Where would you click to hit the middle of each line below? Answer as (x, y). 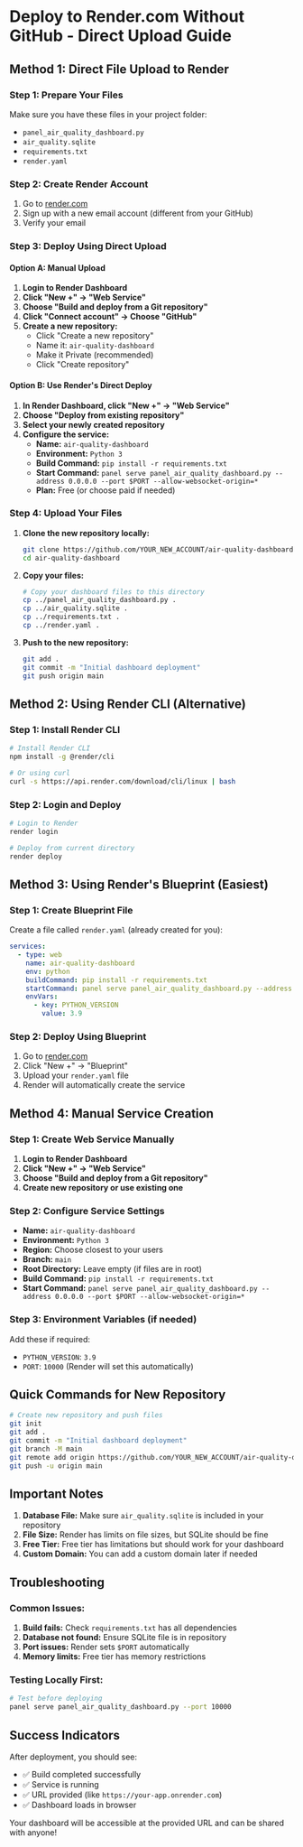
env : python (48, 971)
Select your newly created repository (93, 424)
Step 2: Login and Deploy (65, 804)
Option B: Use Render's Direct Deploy (81, 385)
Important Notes (56, 1494)
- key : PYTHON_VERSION (76, 1005)
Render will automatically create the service (104, 1085)
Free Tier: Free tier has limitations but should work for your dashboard (153, 1545)
